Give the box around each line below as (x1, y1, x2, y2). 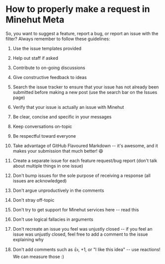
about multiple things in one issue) (12, 163, 83, 169)
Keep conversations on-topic (12, 123, 72, 129)
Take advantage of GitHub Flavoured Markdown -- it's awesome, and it (12, 143, 158, 149)
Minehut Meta (5, 14, 64, 25)
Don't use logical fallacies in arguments (12, 216, 94, 222)
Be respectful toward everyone (12, 133, 76, 139)
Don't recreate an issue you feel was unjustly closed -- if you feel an (12, 226, 153, 232)
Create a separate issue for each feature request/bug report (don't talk (12, 158, 158, 164)
